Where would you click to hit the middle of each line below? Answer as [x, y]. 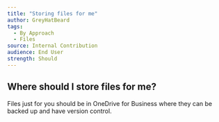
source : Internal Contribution [52, 46]
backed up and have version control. [60, 111]
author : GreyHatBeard [39, 20]
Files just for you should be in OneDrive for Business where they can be [110, 103]
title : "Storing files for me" [52, 14]
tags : [15, 26]
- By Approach [34, 33]
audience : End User [35, 53]
